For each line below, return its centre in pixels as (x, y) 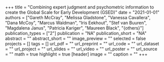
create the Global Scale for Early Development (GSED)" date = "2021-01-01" (82, 12)
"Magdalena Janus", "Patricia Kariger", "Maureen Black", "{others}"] (75, 28)
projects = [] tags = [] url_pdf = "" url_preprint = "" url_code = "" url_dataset (82, 44)
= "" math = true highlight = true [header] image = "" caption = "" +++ (76, 54)
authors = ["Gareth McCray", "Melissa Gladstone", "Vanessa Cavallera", (78, 17)
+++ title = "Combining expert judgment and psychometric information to (80, 7)
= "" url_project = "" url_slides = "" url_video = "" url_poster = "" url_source (81, 49)
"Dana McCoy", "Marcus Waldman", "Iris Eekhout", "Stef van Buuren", (76, 23)
